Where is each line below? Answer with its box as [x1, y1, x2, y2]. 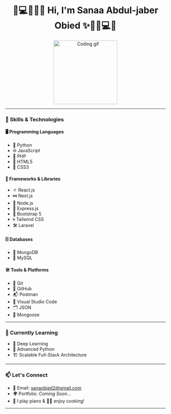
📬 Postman [12, 291, 38, 297]
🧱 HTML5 [12, 159, 33, 165]
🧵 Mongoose [12, 312, 40, 318]
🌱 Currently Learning [5, 329, 58, 336]
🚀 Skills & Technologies [5, 116, 64, 123]
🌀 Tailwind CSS [12, 216, 44, 223]
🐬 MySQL [12, 255, 33, 261]
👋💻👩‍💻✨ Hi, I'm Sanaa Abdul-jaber [12, 5, 159, 16]
